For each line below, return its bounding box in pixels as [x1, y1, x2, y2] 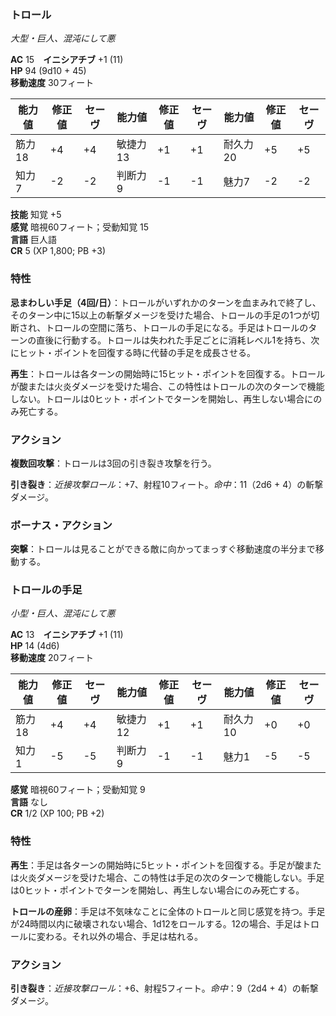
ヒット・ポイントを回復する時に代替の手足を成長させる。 [18, 346, 256, 358]
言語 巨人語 [10, 234, 57, 246]
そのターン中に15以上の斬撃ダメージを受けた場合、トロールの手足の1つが [10, 309, 312, 321]
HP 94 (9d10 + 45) [10, 65, 87, 77]
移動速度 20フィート [10, 652, 95, 664]
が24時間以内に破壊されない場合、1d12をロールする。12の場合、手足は [10, 917, 303, 930]
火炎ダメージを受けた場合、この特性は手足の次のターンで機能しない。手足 [18, 871, 325, 883]
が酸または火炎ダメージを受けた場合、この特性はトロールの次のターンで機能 [10, 380, 325, 392]
